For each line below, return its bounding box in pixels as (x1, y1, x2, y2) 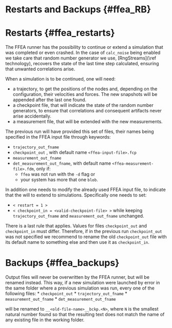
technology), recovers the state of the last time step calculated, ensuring (5, 61, 159, 67)
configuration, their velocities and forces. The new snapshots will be (12, 91, 158, 98)
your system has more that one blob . (20, 177, 99, 183)
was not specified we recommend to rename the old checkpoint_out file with (5, 234, 167, 240)
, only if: (33, 166, 51, 172)
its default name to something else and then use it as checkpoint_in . (5, 239, 150, 245)
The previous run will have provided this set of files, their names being (5, 128, 154, 134)
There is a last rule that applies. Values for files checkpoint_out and (5, 223, 147, 229)
